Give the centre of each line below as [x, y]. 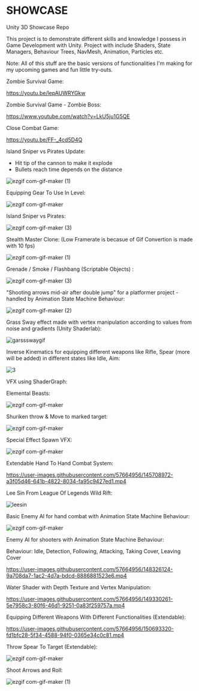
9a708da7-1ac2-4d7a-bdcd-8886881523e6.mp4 [67, 575]
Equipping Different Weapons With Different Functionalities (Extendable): [96, 617]
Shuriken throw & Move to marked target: [57, 417]
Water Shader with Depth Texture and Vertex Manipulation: [79, 587]
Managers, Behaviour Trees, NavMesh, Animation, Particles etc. [85, 51]
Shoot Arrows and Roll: [34, 670]
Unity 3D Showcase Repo [38, 27]
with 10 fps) [21, 246]
